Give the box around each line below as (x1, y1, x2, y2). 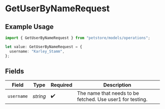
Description (103, 82, 132, 88)
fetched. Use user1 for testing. (77, 96, 148, 103)
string (32, 93, 46, 100)
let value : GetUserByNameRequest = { (5, 44, 82, 49)
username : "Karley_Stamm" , (9, 49, 65, 54)
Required (51, 82, 73, 88)
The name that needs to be (77, 90, 139, 97)
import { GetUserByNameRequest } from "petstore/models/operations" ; (5, 35, 151, 40)
